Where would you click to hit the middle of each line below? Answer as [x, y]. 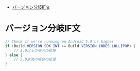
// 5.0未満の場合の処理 [35, 59]
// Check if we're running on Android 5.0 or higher [60, 42]
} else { [14, 55]
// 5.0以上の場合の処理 [35, 50]
